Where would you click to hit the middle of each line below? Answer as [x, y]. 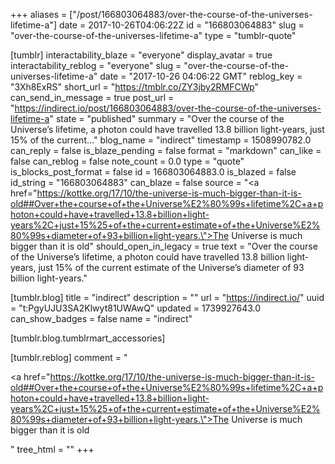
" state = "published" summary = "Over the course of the [167, 118]
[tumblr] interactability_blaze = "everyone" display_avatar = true [141, 55]
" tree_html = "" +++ [52, 449]
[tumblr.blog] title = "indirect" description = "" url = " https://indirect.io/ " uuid [167, 297]
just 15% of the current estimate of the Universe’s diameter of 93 [171, 267]
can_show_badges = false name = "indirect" [101, 318]
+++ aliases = [39, 14]
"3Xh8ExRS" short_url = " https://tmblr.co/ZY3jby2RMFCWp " [134, 87]
